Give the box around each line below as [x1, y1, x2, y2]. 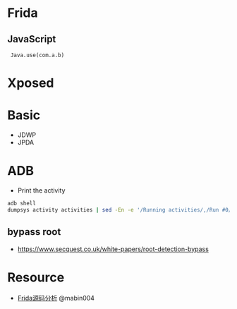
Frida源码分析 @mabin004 [17, 293, 95, 302]
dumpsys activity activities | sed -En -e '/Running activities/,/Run [7, 206, 219, 213]
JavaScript [7, 33, 56, 45]
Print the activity [17, 186, 66, 195]
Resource [7, 269, 65, 285]
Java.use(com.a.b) [10, 51, 65, 59]
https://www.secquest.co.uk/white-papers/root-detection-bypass [17, 245, 209, 253]
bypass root [7, 226, 61, 238]
